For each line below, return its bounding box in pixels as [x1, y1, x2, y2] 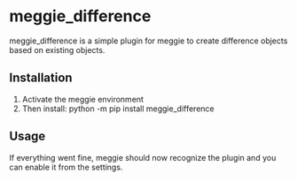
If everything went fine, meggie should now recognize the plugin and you [9, 152, 277, 162]
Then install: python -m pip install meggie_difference [21, 103, 215, 114]
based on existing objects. [9, 44, 106, 55]
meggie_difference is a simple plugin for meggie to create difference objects [9, 35, 288, 46]
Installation [9, 71, 73, 86]
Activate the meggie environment [21, 94, 145, 104]
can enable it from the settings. [9, 162, 123, 172]
